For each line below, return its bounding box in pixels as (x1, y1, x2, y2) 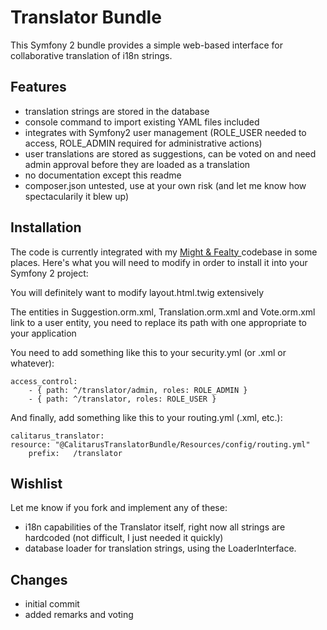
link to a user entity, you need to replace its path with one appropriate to (10, 316, 307, 328)
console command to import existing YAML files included (24, 116, 260, 128)
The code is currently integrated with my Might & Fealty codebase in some (10, 246, 318, 258)
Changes (10, 571, 68, 588)
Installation (10, 219, 82, 236)
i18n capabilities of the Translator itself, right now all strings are (24, 521, 286, 533)
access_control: (10, 376, 78, 386)
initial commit (24, 598, 80, 610)
